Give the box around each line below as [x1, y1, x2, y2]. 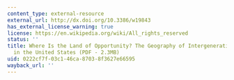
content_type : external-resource [7, 10, 104, 17]
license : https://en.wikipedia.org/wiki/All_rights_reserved [7, 29, 189, 37]
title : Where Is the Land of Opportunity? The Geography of [7, 42, 186, 49]
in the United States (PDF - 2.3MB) [13, 49, 120, 56]
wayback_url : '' [7, 62, 54, 69]
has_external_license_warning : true [7, 23, 114, 30]
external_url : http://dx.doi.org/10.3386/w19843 [7, 17, 151, 24]
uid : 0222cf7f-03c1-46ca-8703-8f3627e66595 [7, 56, 136, 63]
